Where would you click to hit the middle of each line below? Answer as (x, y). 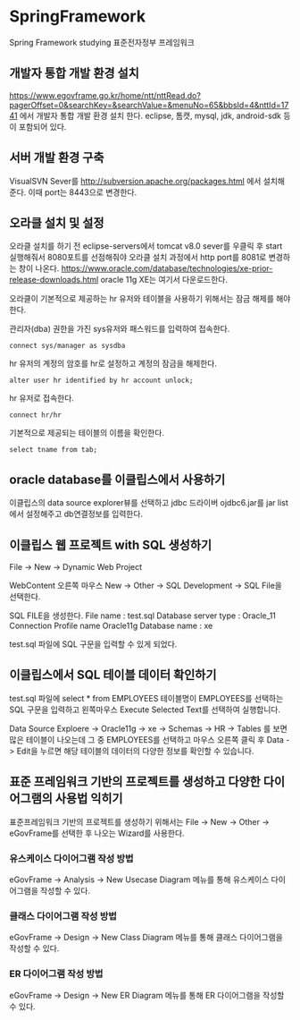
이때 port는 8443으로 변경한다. (82, 192)
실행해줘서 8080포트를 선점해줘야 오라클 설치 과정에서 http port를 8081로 (138, 258)
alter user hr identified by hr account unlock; (101, 381)
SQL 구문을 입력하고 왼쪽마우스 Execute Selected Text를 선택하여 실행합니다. (145, 710)
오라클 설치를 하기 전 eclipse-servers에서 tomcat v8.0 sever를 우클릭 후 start (146, 246)
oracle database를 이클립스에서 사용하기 (117, 479)
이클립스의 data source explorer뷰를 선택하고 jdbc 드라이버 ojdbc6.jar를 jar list (149, 503)
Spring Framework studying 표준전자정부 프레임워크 (102, 42)
